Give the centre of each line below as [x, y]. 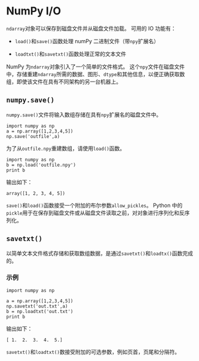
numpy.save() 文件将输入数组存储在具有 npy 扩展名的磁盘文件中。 [84, 115]
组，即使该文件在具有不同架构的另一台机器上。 [64, 82]
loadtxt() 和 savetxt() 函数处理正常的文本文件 [71, 54]
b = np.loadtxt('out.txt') [40, 311]
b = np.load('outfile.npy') [41, 165]
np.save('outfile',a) [33, 136]
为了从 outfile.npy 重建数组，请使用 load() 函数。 [66, 148]
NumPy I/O [34, 11]
